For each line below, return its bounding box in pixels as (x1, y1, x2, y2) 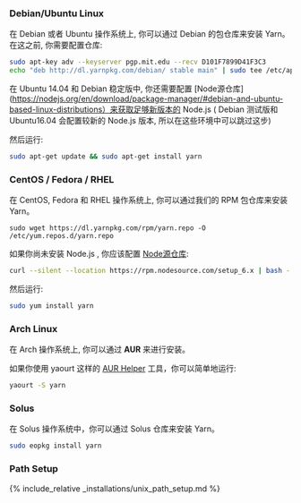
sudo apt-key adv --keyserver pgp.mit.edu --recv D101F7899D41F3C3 (9, 57, 267, 67)
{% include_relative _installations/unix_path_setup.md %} (9, 482, 221, 494)
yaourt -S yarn (9, 381, 66, 390)
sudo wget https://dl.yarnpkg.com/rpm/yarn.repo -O (9, 224, 206, 233)
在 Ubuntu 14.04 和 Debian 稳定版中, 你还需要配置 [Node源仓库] (9, 83, 245, 94)
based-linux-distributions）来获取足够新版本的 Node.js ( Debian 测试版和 (9, 104, 279, 115)
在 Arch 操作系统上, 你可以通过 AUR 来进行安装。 (9, 344, 191, 355)
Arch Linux (9, 322, 58, 335)
